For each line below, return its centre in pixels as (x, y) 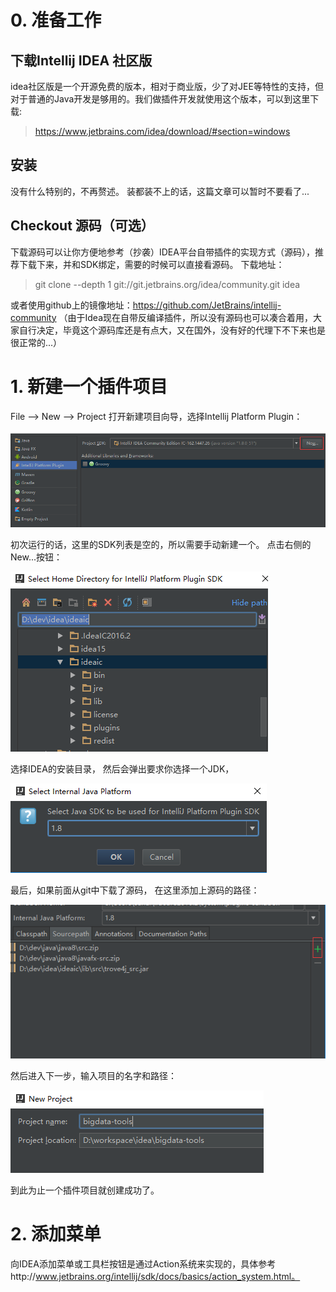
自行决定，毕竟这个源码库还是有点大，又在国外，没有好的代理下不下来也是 (172, 330)
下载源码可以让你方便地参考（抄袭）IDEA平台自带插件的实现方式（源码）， (162, 252)
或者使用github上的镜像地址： (71, 305)
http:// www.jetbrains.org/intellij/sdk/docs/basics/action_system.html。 (155, 1277)
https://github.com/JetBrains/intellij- (207, 305)
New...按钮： (36, 557)
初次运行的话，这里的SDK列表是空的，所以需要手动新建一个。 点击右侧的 (161, 544)
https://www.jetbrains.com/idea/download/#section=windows (162, 131)
